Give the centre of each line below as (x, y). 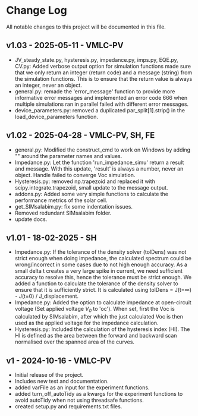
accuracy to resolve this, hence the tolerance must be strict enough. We (103, 278)
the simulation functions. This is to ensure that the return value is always (103, 78)
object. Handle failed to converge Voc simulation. (75, 175)
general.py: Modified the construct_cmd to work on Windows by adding (103, 150)
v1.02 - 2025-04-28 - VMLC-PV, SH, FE (81, 135)
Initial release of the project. (49, 374)
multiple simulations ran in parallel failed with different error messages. (102, 104)
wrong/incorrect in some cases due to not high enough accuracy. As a (101, 264)
